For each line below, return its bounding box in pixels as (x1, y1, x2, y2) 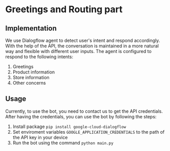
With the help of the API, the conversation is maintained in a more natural (5, 43, 159, 49)
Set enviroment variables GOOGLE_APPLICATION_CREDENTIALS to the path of (12, 129, 165, 135)
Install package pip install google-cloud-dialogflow (12, 123, 126, 130)
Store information (12, 74, 50, 80)
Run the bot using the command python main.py (12, 139, 114, 146)
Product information (12, 69, 55, 75)
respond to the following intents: (5, 54, 74, 60)
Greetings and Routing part (5, 4, 123, 15)
